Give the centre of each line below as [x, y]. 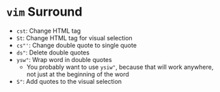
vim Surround [44, 12]
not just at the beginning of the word [78, 74]
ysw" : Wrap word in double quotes [64, 59]
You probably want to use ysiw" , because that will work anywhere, [120, 67]
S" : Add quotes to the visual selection [69, 81]
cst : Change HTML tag [49, 31]
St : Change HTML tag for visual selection [74, 37]
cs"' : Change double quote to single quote [77, 45]
